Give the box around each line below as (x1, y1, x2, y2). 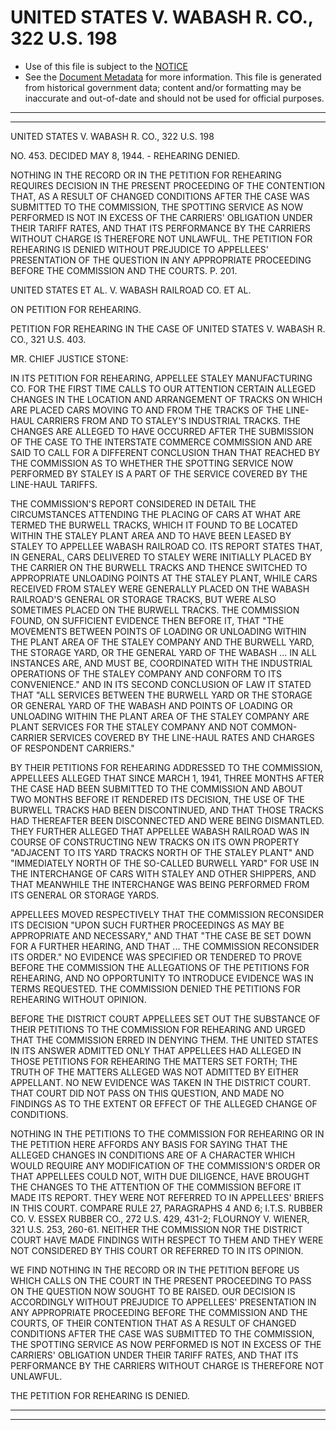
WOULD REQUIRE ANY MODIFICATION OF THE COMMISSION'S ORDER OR (10, 1159, 321, 1171)
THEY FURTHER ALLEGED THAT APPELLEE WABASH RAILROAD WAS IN (10, 825, 310, 837)
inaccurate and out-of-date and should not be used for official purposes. (24, 92, 325, 104)
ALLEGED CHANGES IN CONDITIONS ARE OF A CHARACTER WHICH (10, 1149, 296, 1161)
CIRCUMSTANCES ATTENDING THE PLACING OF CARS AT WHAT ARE (10, 508, 302, 520)
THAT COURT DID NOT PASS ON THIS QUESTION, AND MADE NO (10, 1087, 285, 1099)
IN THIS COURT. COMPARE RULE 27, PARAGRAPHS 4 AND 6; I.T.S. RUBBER (10, 1202, 323, 1214)
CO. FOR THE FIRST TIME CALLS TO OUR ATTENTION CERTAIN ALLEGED (10, 382, 317, 395)
